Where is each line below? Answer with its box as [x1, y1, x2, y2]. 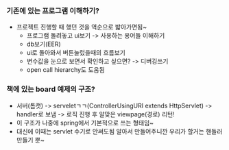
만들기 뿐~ [16, 136, 45, 144]
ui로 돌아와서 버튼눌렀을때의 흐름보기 [26, 49, 126, 57]
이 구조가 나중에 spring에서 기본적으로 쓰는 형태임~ [16, 118, 154, 127]
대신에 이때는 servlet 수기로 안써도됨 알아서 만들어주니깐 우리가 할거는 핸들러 [16, 127, 223, 135]
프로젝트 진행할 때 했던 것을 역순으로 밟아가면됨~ [16, 23, 147, 32]
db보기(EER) [26, 40, 61, 49]
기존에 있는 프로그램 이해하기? [6, 5, 100, 15]
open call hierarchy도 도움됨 [26, 66, 106, 74]
